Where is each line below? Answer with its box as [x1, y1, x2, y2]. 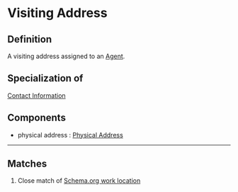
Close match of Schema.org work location [17, 176, 141, 185]
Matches [7, 158, 47, 170]
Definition [7, 33, 52, 45]
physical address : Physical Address [17, 130, 124, 139]
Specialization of [7, 72, 84, 84]
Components [7, 112, 66, 124]
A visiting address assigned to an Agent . [7, 52, 125, 60]
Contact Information [7, 91, 66, 100]
